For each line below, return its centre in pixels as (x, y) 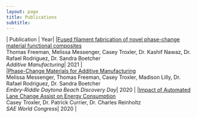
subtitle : (18, 23)
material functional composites (44, 46)
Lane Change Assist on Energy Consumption (61, 96)
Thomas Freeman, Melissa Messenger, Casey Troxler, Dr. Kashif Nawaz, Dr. (99, 52)
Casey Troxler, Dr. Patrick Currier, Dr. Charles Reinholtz (74, 103)
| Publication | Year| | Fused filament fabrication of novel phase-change (93, 40)
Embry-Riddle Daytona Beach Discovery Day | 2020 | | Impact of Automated (98, 90)
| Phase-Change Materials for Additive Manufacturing (71, 71)
